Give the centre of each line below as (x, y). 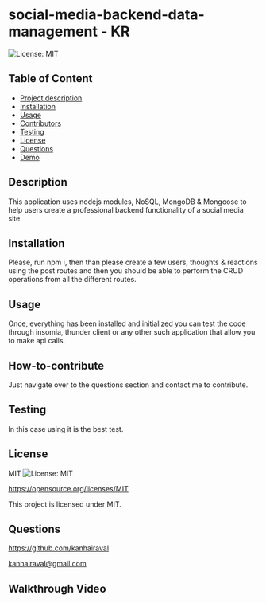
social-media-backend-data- (106, 15)
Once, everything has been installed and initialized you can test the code (127, 323)
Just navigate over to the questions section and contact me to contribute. (128, 385)
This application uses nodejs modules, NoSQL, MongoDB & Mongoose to (128, 202)
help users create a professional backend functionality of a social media (126, 209)
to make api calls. (37, 341)
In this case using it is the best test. (66, 429)
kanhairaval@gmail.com (48, 564)
